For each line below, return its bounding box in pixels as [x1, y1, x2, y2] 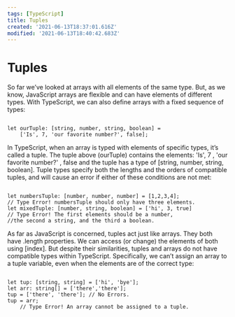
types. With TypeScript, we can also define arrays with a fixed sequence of [7, 98, 224, 106]
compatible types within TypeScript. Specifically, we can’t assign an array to [7, 252, 227, 260]
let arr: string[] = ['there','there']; [7, 285, 127, 293]
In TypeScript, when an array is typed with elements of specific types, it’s [7, 143, 219, 152]
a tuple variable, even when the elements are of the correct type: [7, 260, 194, 268]
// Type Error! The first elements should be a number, [7, 211, 173, 218]
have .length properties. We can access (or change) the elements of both [7, 237, 218, 246]
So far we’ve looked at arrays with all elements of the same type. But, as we [7, 83, 226, 92]
